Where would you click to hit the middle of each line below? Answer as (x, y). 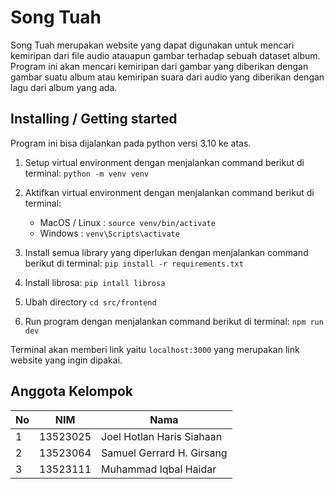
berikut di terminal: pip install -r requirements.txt (134, 263)
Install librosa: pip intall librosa (95, 282)
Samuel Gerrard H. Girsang (164, 453)
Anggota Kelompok (71, 391)
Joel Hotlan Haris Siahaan (162, 436)
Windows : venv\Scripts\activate (109, 233)
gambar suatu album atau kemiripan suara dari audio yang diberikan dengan (167, 77)
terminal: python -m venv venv (87, 173)
